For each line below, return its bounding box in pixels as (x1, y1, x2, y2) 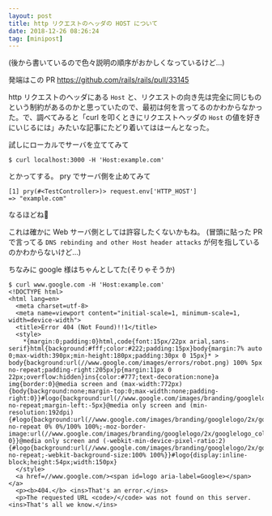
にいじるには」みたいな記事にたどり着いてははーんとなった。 (8, 123, 214, 132)
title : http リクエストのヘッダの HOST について (8, 19, 158, 28)
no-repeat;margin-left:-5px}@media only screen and (8, 402, 186, 410)
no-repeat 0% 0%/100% (8, 423, 82, 431)
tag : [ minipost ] (8, 34, 63, 43)
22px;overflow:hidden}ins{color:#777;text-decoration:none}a (8, 373, 219, 381)
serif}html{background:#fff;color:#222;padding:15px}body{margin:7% (8, 345, 244, 353)
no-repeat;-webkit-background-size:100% (8, 451, 147, 459)
